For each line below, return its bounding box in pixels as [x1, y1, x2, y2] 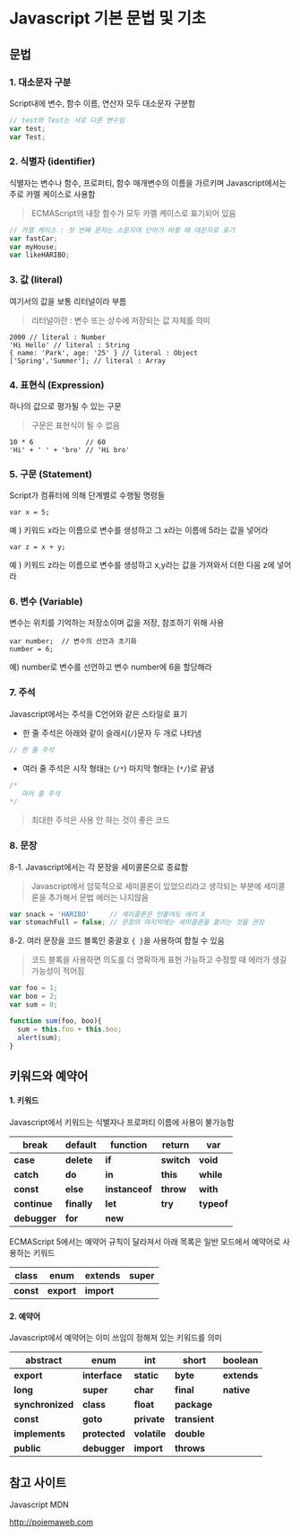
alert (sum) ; [17, 1033, 63, 1042]
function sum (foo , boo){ [9, 1016, 102, 1025]
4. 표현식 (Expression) [9, 379, 105, 391]
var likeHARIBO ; [9, 250, 70, 260]
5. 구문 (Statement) [9, 467, 92, 480]
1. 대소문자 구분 [9, 75, 72, 88]
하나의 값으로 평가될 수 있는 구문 [9, 400, 123, 411]
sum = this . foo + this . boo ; [17, 1025, 123, 1034]
